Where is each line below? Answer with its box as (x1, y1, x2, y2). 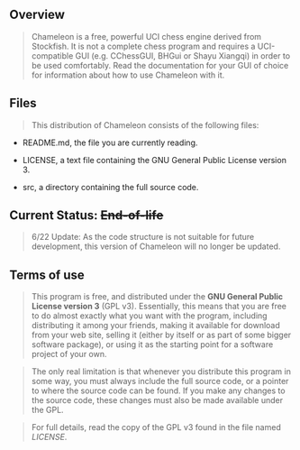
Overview (9, 7, 66, 23)
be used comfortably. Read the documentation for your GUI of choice (31, 60, 289, 70)
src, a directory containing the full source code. (22, 181, 199, 192)
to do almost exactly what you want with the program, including (31, 310, 268, 321)
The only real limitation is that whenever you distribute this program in (31, 366, 291, 377)
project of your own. (31, 349, 107, 360)
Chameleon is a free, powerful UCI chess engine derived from (31, 31, 262, 41)
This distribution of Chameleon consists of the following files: (31, 119, 259, 130)
